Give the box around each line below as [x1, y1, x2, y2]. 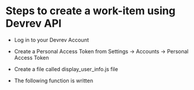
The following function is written [14, 77, 93, 84]
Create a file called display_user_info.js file [14, 65, 118, 72]
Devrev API [5, 17, 62, 30]
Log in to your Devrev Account [14, 36, 90, 43]
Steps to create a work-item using [5, 4, 176, 18]
